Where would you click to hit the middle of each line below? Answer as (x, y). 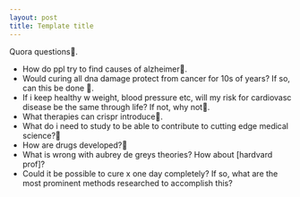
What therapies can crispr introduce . (92, 116)
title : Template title (51, 26)
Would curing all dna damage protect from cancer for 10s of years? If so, (156, 78)
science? (39, 135)
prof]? (34, 164)
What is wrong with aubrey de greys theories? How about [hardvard (147, 154)
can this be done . (58, 88)
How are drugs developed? (72, 145)
